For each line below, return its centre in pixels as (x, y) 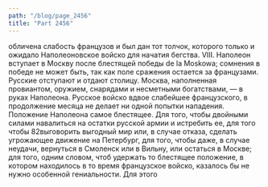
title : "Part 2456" (41, 23)
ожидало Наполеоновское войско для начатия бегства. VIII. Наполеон (130, 55)
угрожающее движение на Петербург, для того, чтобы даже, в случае (129, 140)
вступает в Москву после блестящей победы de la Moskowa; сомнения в (134, 63)
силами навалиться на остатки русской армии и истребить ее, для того (132, 123)
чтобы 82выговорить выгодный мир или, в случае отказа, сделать (123, 131)
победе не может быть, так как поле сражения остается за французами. (134, 71)
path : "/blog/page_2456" (50, 16)
